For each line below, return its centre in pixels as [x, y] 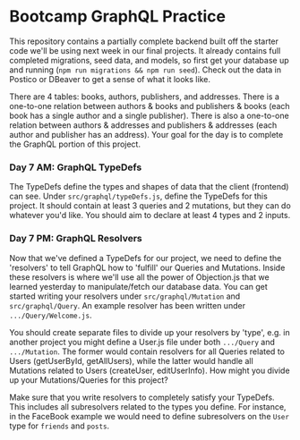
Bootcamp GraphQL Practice [118, 17]
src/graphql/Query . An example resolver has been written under [128, 305]
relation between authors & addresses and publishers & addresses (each [143, 125]
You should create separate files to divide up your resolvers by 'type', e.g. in [150, 332]
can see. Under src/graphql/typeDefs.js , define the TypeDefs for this [139, 196]
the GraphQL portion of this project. [75, 144]
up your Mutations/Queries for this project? [89, 380]
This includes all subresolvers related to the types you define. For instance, [148, 406]
